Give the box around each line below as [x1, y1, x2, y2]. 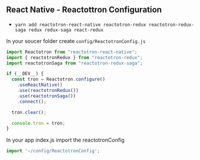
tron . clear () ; [11, 109, 47, 115]
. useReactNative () [17, 82, 63, 88]
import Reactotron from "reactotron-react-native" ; [6, 49, 137, 55]
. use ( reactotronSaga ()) [17, 93, 76, 99]
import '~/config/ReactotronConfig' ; [6, 148, 100, 154]
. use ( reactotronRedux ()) [17, 88, 79, 94]
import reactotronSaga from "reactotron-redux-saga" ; [6, 60, 143, 66]
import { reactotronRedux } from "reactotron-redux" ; [6, 54, 143, 60]
